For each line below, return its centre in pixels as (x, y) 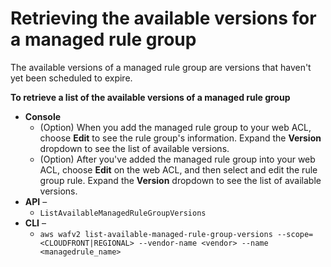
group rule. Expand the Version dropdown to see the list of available (180, 180)
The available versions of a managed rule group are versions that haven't (161, 67)
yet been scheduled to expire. (71, 78)
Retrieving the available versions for (163, 18)
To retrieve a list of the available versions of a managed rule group (150, 97)
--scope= (295, 234)
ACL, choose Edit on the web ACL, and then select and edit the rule (178, 169)
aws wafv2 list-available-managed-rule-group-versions (156, 234)
